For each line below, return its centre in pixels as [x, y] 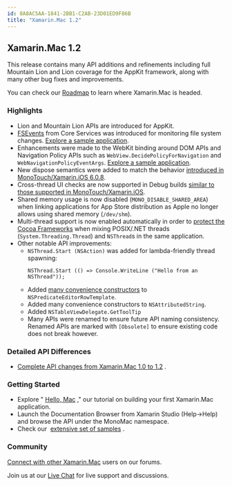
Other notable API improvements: [64, 243]
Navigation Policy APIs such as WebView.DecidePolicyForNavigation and [119, 155]
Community [27, 447]
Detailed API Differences [49, 351]
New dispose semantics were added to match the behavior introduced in [120, 169]
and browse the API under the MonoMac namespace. [93, 422]
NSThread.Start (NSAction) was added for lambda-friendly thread [121, 250]
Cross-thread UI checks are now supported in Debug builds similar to [116, 185]
